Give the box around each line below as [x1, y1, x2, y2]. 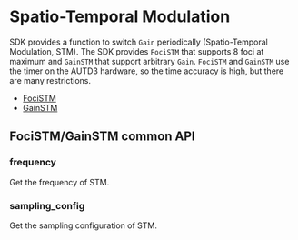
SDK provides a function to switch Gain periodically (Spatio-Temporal [9, 36, 268, 47]
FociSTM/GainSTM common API [9, 129, 195, 145]
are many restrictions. [9, 75, 92, 85]
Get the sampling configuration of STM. [9, 220, 157, 231]
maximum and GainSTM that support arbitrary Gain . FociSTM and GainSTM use [9, 55, 290, 66]
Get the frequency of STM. [9, 176, 110, 187]
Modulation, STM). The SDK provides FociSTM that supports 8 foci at [9, 45, 264, 56]
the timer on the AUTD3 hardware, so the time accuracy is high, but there [9, 65, 284, 76]
